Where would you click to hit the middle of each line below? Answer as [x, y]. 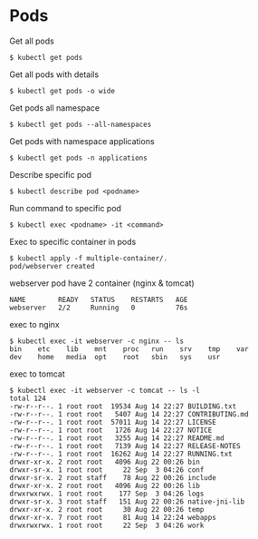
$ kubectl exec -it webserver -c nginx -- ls [96, 341]
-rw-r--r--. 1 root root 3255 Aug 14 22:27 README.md [117, 438]
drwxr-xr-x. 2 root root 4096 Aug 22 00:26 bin [105, 462]
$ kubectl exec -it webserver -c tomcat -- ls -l [105, 390]
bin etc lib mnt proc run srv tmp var [129, 349]
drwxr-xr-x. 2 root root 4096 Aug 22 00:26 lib [105, 485]
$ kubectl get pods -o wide [62, 91]
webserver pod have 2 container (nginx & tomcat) [102, 283]
